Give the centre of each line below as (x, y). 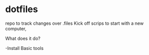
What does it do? (23, 38)
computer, (16, 28)
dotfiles (22, 9)
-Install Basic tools (24, 48)
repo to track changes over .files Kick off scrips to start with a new (74, 23)
